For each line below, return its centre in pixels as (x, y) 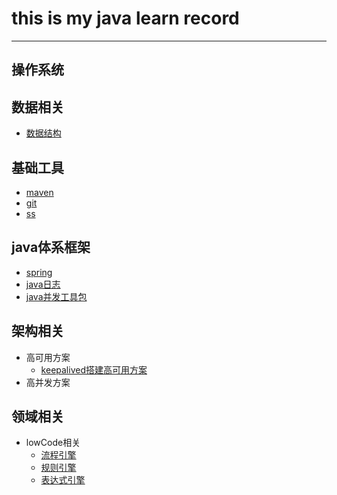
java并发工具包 (56, 296)
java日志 (43, 284)
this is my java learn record (125, 18)
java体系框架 (51, 247)
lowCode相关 (53, 443)
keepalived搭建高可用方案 (94, 369)
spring (39, 272)
